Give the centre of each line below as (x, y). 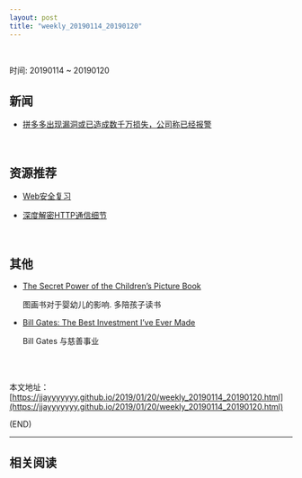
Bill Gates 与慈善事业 (61, 341)
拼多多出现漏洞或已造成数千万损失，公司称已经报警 (117, 124)
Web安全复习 (47, 196)
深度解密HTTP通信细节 (65, 216)
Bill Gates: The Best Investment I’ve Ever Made (109, 322)
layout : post (34, 18)
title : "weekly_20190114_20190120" (76, 26)
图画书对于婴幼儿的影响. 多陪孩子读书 (92, 304)
